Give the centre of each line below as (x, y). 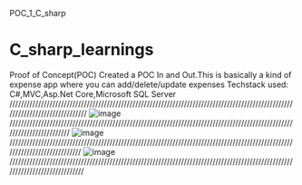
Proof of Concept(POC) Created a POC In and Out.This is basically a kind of (151, 74)
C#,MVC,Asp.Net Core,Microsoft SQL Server (93, 93)
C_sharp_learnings (82, 50)
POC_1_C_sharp (38, 13)
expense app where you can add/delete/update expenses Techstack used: (149, 84)
